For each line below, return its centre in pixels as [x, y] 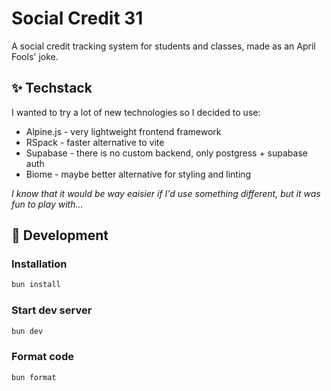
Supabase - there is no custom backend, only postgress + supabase [166, 153]
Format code [42, 357]
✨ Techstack [52, 88]
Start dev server [52, 310]
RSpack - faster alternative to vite [95, 142]
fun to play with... [47, 204]
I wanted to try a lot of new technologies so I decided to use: [136, 112]
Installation [39, 264]
